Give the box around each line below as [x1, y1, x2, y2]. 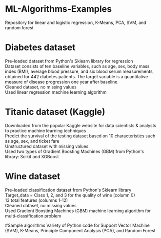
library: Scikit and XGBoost [5, 153, 59, 159]
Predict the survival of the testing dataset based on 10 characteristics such [5, 133, 156, 139]
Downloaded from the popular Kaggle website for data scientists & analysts [5, 122, 157, 128]
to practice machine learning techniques [5, 128, 86, 133]
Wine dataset [5, 171, 60, 182]
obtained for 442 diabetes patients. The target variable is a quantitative [5, 73, 148, 79]
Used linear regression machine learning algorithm [5, 89, 107, 95]
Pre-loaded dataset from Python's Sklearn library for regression [5, 58, 133, 64]
